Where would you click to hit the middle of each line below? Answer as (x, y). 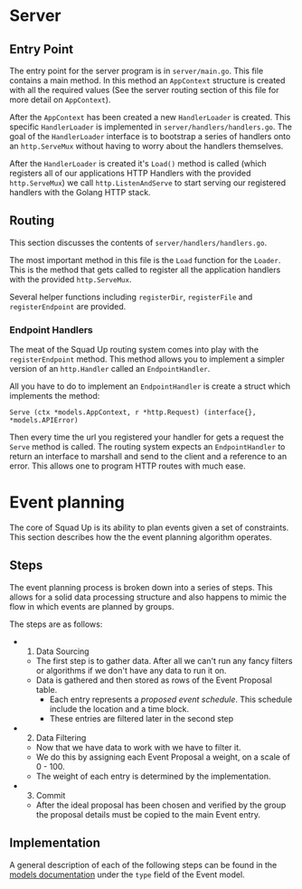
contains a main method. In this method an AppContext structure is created (147, 80)
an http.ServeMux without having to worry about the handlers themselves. (146, 146)
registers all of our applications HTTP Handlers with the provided (130, 173)
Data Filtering (61, 737)
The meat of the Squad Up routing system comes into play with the (134, 350)
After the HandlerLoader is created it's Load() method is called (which (138, 163)
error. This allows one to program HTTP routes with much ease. (127, 466)
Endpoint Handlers (51, 329)
